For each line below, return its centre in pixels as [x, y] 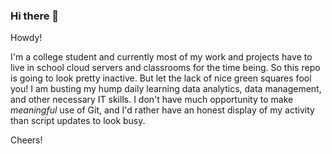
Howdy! [26, 38]
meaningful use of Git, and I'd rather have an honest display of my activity [162, 110]
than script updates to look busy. [78, 121]
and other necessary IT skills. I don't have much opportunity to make [152, 100]
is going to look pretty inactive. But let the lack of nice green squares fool [161, 78]
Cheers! [26, 140]
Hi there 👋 [35, 16]
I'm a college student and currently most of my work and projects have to [161, 57]
